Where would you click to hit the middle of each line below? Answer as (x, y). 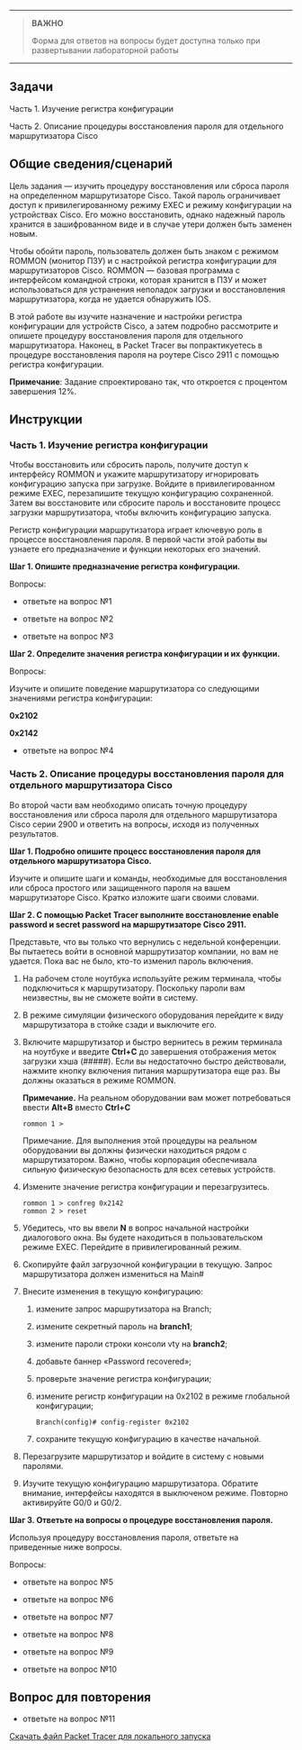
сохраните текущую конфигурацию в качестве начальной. (148, 1438)
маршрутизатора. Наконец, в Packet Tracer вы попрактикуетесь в (136, 345)
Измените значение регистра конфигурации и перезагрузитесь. (146, 1186)
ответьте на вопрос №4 (68, 751)
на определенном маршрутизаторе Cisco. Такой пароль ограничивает (145, 195)
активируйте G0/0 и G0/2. (72, 1502)
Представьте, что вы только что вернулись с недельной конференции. (145, 941)
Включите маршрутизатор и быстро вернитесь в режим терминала (152, 1042)
